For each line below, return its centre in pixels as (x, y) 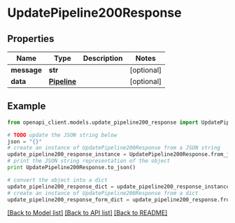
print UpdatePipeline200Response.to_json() (72, 168)
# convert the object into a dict (58, 180)
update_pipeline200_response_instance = (67, 154)
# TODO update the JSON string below (62, 135)
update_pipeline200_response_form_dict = (69, 200)
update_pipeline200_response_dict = (60, 187)
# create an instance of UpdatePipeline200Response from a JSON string (114, 148)
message (26, 70)
